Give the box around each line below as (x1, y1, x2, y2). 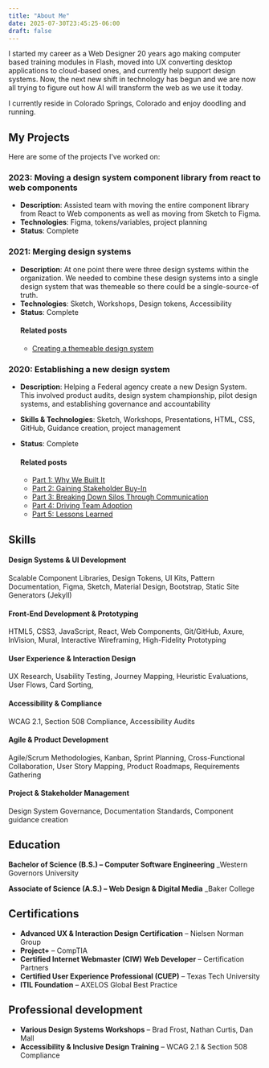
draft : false (8, 27, 52, 35)
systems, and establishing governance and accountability (19, 399, 211, 409)
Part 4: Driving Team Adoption (31, 501, 132, 511)
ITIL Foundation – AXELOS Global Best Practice (19, 979, 178, 989)
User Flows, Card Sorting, (8, 680, 94, 689)
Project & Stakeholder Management (8, 789, 130, 798)
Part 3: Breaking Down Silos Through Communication (31, 492, 209, 502)
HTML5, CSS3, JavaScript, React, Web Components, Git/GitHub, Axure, (8, 627, 245, 636)
